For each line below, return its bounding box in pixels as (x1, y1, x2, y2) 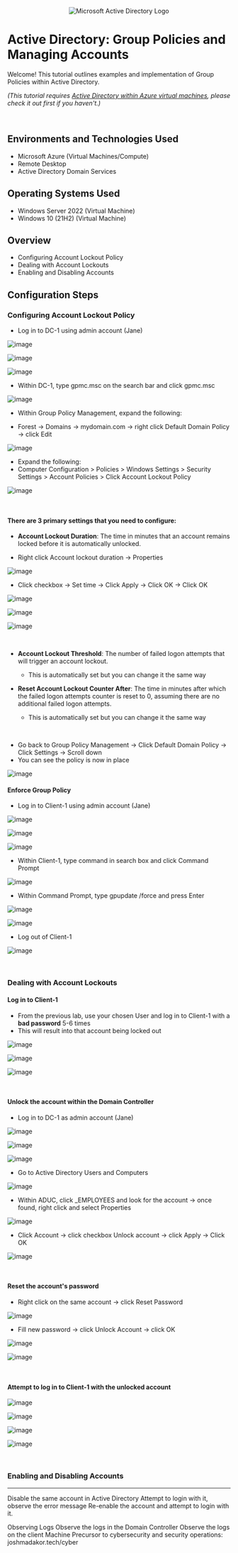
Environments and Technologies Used (7, 133, 179, 145)
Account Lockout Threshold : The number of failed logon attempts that (17, 650, 225, 658)
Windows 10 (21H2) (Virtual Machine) (17, 213, 126, 223)
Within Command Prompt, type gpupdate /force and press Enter (17, 891, 205, 900)
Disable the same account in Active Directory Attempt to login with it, (7, 1493, 208, 1503)
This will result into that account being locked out (17, 1026, 161, 1035)
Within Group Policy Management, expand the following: (17, 408, 182, 418)
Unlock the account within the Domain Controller (7, 1098, 154, 1106)
